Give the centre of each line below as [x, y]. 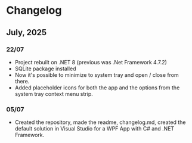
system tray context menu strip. [54, 94]
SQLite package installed [45, 69]
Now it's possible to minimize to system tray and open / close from [97, 74]
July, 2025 [27, 32]
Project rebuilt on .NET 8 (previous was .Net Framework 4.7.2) [91, 62]
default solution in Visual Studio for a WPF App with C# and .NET [95, 129]
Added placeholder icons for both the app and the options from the [97, 88]
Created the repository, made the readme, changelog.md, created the [100, 122]
